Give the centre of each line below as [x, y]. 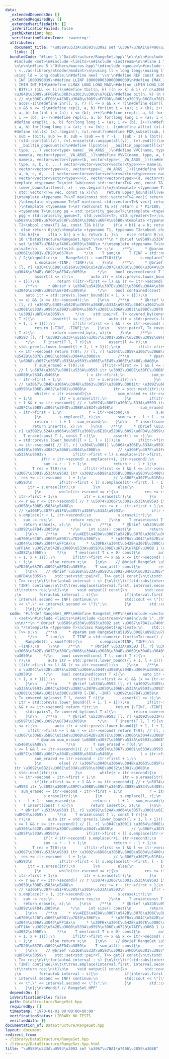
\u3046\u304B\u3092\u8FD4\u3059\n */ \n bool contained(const [88, 291]
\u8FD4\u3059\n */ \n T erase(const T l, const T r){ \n [81, 815]
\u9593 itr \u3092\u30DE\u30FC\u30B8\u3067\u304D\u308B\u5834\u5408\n [90, 787]
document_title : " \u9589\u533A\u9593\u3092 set [65, 47]
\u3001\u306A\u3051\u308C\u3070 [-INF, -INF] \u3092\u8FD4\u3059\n [86, 693]
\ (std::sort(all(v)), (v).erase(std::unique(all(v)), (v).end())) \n [89, 141]
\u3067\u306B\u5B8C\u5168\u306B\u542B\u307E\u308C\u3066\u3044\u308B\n [91, 735]
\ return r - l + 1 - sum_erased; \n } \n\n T [76, 422]
